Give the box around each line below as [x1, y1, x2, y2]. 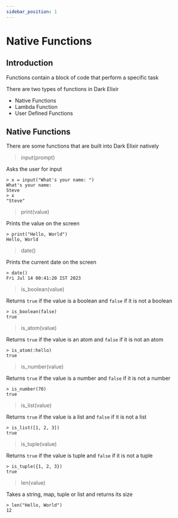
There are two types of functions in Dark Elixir [6, 85, 119, 92]
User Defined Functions [14, 110, 73, 117]
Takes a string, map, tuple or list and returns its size [6, 491, 133, 498]
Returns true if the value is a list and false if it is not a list [6, 413, 147, 420]
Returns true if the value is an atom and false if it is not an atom [6, 336, 164, 343]
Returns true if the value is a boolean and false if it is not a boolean [6, 297, 173, 304]
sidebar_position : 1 [6, 8, 58, 15]
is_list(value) [20, 402, 52, 409]
